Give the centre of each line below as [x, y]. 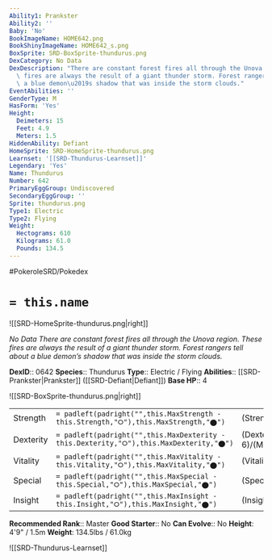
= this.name [49, 302]
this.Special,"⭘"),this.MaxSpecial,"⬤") [136, 484]
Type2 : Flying [33, 219]
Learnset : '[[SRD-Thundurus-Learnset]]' [78, 158]
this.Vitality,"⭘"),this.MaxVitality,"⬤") [141, 464]
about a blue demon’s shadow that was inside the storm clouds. [116, 356]
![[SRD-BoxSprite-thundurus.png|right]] [75, 395]
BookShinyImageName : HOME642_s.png [69, 46]
